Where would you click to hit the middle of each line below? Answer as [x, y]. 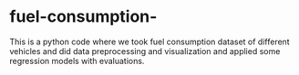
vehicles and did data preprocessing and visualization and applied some [145, 51]
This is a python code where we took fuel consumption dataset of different [149, 42]
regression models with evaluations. [77, 61]
